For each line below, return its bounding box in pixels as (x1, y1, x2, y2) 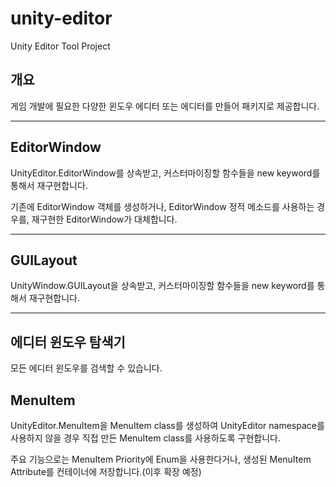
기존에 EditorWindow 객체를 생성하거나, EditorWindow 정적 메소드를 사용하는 (10, 200, 315, 212)
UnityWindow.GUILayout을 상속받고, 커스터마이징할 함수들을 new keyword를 (10, 280, 315, 292)
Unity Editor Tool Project (10, 40, 111, 52)
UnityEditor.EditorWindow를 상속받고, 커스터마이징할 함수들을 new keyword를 (10, 167, 321, 179)
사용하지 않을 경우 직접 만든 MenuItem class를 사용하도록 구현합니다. (10, 432, 281, 444)
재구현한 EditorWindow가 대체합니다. (31, 213, 178, 225)
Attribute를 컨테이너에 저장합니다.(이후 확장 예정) (10, 466, 202, 477)
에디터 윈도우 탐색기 (10, 333, 126, 351)
